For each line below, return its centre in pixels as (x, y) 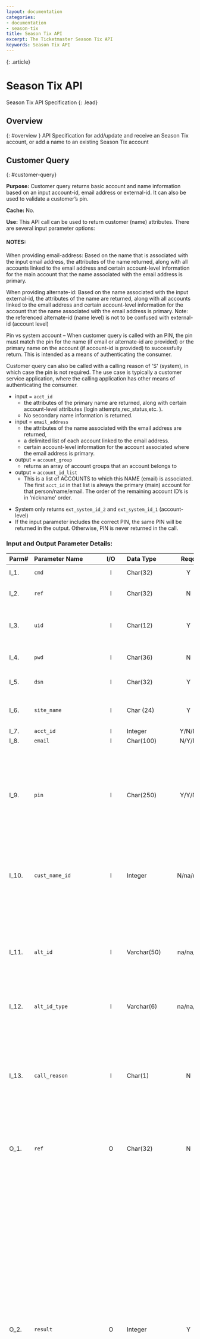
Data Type (142, 558)
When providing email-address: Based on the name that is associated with (97, 255)
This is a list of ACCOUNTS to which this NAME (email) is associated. (108, 478)
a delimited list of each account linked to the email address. (96, 441)
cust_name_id (53, 875)
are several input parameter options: (51, 228)
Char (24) (141, 710)
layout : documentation (34, 12)
